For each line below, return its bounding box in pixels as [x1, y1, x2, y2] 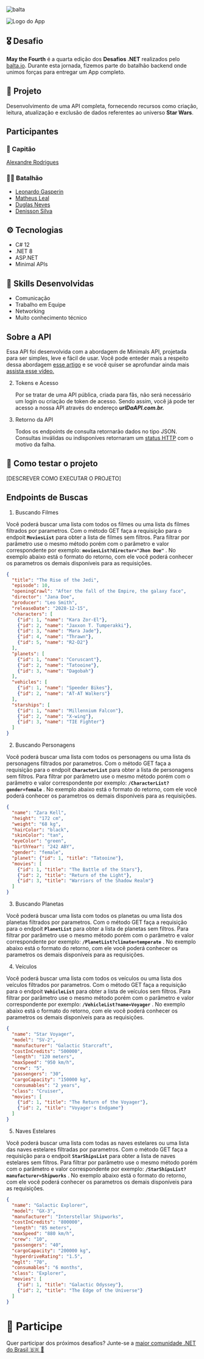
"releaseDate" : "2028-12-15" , [12, 605, 88, 611]
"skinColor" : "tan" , [12, 832, 64, 838]
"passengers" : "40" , [12, 1242, 64, 1248]
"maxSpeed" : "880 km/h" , [12, 1231, 75, 1237]
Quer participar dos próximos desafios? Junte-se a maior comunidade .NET [6, 1339, 196, 1347]
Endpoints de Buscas [6, 493, 88, 503]
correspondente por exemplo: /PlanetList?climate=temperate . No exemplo [6, 938, 196, 945]
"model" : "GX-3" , [12, 1207, 56, 1214]
